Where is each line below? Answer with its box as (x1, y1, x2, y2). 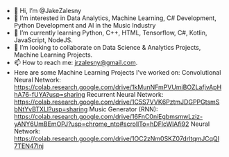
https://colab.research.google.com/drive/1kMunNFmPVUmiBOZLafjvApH (13, 83, 222, 91)
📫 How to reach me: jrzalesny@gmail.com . (13, 59, 138, 66)
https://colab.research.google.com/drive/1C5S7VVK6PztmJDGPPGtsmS (13, 98, 220, 106)
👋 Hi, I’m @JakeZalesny (13, 7, 82, 15)
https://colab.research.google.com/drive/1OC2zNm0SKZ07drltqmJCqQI (13, 135, 220, 142)
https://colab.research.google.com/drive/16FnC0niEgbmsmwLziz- (13, 113, 203, 120)
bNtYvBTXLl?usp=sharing (13, 105, 88, 113)
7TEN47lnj (13, 142, 44, 150)
